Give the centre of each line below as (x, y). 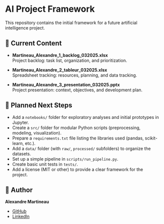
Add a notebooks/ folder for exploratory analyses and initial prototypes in (85, 117)
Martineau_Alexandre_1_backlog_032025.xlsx (60, 55)
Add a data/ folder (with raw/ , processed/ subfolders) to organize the (81, 148)
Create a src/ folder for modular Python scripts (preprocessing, (76, 127)
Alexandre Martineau (27, 202)
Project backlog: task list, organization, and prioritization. (70, 60)
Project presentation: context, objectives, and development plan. (77, 90)
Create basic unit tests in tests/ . (45, 164)
